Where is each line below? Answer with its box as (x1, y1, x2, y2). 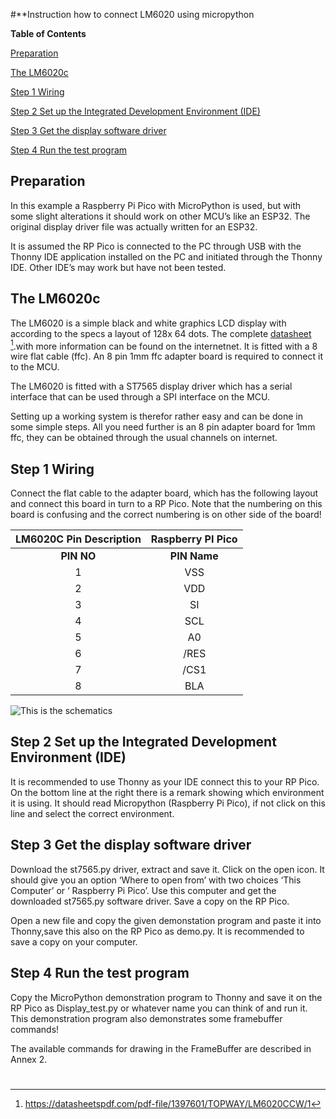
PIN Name (169, 549, 219, 563)
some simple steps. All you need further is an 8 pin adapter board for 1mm (10, 421, 316, 433)
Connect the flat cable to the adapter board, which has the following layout (10, 487, 319, 499)
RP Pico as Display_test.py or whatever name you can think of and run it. (10, 1002, 308, 1014)
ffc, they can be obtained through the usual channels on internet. (10, 432, 278, 444)
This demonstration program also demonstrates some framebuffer (10, 1012, 283, 1024)
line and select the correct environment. (10, 807, 175, 819)
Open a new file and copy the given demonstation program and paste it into (10, 914, 322, 926)
